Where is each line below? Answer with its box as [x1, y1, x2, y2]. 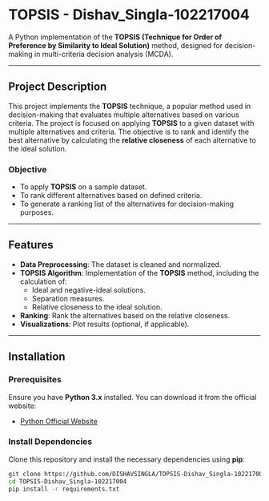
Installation [8, 350, 66, 364]
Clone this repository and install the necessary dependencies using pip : [8, 455, 246, 464]
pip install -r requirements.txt [8, 485, 120, 493]
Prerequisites [8, 374, 62, 386]
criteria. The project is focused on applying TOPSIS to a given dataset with [8, 118, 255, 127]
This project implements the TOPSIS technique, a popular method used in [8, 101, 251, 111]
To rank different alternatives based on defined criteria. [19, 191, 203, 200]
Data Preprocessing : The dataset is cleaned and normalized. [19, 259, 222, 269]
